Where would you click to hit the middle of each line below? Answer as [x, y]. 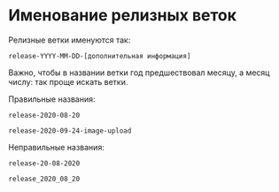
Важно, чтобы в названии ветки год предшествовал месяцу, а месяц [139, 73]
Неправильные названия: [57, 147]
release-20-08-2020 [44, 163]
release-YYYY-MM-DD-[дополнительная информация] [100, 56]
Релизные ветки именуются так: [70, 40]
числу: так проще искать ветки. [68, 81]
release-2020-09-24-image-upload [70, 131]
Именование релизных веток [122, 15]
